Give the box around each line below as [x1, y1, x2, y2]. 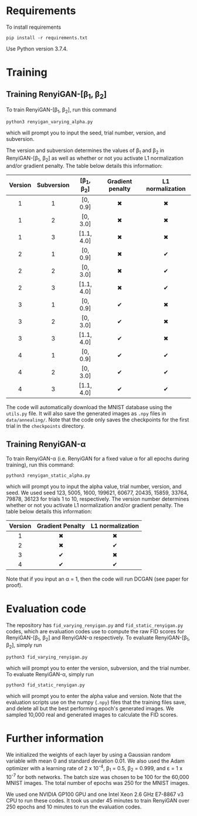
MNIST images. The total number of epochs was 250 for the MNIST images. [6, 780, 189, 787]
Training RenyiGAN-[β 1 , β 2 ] [6, 89, 107, 100]
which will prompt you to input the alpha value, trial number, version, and [6, 483, 182, 490]
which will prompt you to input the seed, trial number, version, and [6, 129, 166, 136]
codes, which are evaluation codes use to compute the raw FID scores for [6, 628, 185, 635]
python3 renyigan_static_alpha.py [6, 473, 91, 478]
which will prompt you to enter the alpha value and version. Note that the [6, 693, 182, 700]
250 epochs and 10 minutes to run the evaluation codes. [6, 803, 142, 811]
